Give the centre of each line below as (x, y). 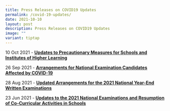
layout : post (19, 24)
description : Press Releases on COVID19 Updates (58, 29)
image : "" (16, 33)
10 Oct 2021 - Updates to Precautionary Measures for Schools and (76, 52)
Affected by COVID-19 (29, 73)
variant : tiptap (22, 38)
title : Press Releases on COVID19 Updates (51, 10)
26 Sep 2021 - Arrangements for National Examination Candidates (76, 67)
